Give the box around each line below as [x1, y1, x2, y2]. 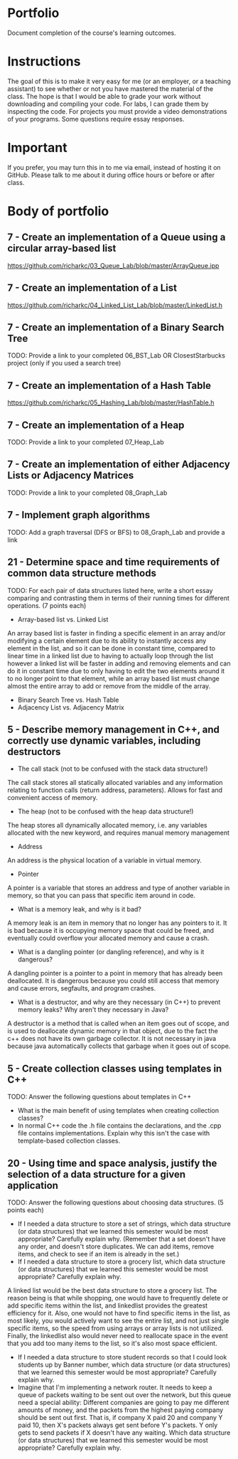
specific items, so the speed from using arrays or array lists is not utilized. [7, 1324, 224, 1332]
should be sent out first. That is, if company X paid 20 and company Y [17, 1413, 223, 1421]
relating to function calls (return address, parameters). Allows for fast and [7, 786, 222, 794]
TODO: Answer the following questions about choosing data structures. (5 [7, 1198, 224, 1207]
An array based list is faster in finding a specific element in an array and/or [7, 629, 226, 637]
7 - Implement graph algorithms [7, 509, 151, 521]
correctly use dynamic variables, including [7, 734, 201, 747]
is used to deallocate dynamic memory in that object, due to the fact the [7, 1027, 218, 1035]
